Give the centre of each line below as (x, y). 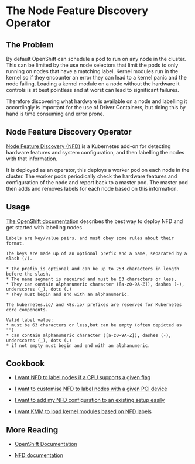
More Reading (32, 430)
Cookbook (25, 364)
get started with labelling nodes (44, 227)
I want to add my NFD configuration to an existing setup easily (90, 400)
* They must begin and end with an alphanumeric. (68, 294)
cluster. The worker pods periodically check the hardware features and (92, 176)
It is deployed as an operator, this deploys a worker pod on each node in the (98, 170)
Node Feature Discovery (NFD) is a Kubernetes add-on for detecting (88, 146)
